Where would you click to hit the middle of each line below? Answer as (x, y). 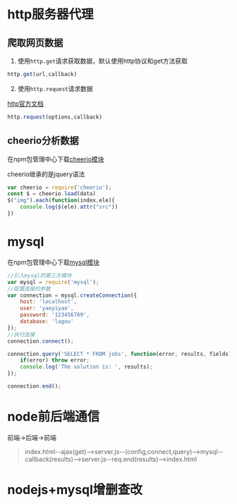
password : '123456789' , (55, 315)
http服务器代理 (50, 14)
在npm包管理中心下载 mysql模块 (54, 262)
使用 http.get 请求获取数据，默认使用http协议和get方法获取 (103, 61)
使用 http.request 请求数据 (55, 88)
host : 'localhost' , (49, 302)
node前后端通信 (54, 417)
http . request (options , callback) (55, 117)
